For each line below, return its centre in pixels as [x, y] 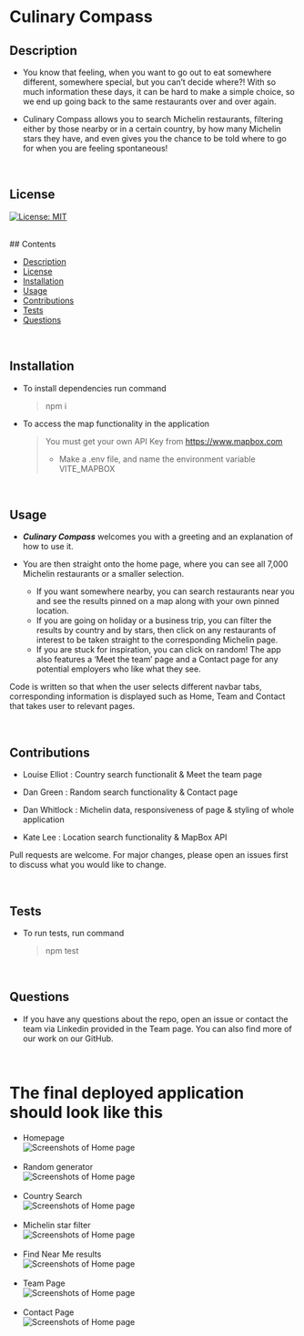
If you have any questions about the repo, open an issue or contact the [155, 1018]
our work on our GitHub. [68, 1039]
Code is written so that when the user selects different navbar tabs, [136, 687]
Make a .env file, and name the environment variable [157, 459]
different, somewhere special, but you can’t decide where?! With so [149, 82]
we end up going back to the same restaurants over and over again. [149, 101]
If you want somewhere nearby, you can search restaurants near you [165, 591]
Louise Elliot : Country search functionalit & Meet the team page [142, 775]
